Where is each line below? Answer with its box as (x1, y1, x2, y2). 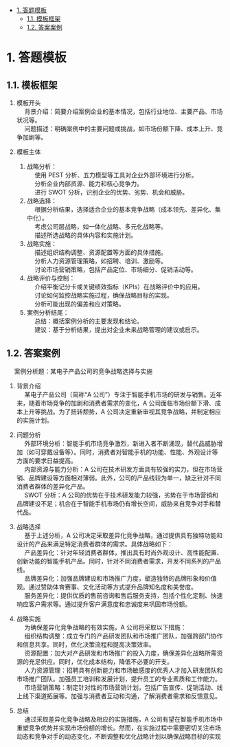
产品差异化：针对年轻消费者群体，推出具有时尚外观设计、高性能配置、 (24, 548, 223, 557)
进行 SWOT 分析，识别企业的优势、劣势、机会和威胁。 (34, 188, 189, 196)
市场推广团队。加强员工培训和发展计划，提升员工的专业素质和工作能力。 (16, 674, 221, 682)
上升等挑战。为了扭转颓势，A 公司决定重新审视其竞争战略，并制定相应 (22, 408, 221, 416)
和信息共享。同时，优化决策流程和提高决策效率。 (16, 640, 155, 648)
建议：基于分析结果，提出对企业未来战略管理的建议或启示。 (34, 326, 203, 333)
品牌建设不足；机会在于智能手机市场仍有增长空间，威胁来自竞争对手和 (16, 499, 216, 507)
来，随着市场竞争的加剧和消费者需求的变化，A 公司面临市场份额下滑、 (16, 399, 216, 407)
